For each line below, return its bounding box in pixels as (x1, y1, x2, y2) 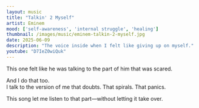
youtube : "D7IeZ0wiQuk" (6, 49, 67, 55)
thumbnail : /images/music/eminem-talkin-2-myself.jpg (6, 32, 146, 38)
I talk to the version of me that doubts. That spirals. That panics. (6, 83, 166, 90)
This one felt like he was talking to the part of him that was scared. (6, 65, 173, 72)
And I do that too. (6, 76, 50, 84)
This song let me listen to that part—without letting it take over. (6, 95, 163, 102)
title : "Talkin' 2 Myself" (6, 15, 75, 21)
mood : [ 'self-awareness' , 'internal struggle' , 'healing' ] (6, 25, 159, 32)
